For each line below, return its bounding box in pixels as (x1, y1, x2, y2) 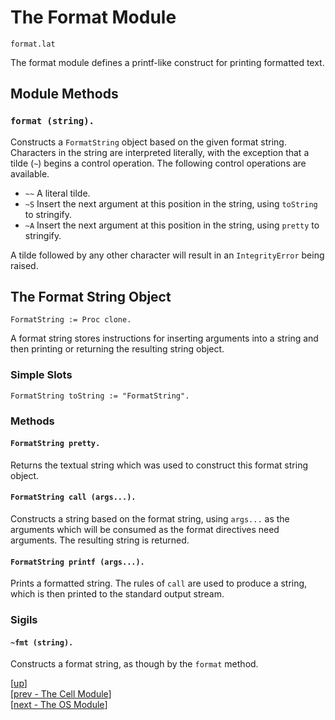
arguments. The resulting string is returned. (10, 534, 190, 546)
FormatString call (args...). (10, 492, 137, 503)
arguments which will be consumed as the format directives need (10, 524, 280, 536)
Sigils (10, 613, 38, 627)
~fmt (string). (10, 637, 74, 648)
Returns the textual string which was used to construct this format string (10, 459, 308, 471)
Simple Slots (10, 368, 73, 382)
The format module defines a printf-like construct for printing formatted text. (10, 56, 325, 68)
